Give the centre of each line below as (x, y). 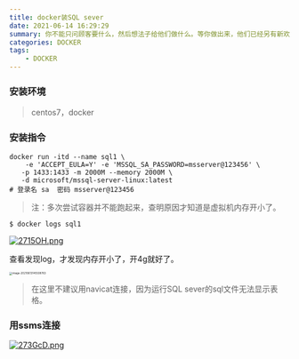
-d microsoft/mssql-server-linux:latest (97, 180)
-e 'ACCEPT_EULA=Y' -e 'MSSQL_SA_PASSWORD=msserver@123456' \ (143, 164)
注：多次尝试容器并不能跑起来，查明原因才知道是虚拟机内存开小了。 (156, 207)
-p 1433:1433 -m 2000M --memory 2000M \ (97, 172)
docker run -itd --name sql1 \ (67, 156)
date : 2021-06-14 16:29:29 (59, 26)
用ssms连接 (35, 325)
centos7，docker (63, 113)
